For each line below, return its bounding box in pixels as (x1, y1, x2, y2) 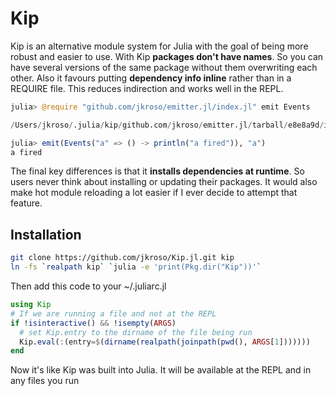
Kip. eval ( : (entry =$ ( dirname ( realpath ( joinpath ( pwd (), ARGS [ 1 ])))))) (19, 337, 311, 347)
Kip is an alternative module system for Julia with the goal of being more (10, 40, 309, 52)
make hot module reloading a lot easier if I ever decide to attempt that (10, 187, 298, 199)
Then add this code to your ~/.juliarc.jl (10, 280, 167, 292)
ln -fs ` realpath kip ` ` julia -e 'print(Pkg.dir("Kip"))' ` (10, 262, 262, 272)
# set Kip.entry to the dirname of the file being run (19, 327, 253, 337)
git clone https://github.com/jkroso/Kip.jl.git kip (10, 253, 235, 263)
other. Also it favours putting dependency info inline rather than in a (10, 72, 292, 84)
